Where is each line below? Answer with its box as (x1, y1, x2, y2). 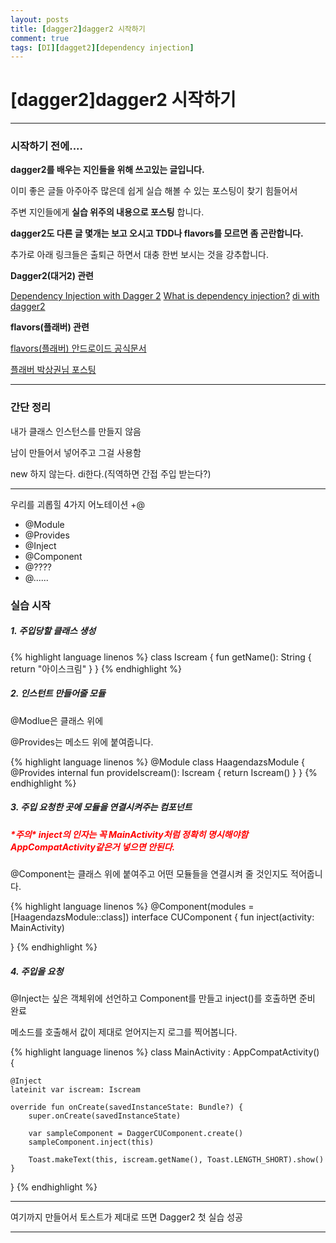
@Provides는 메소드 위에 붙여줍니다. (10, 736, 154, 748)
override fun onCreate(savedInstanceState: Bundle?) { (10, 1102, 244, 1112)
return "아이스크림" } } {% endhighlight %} (10, 662, 183, 675)
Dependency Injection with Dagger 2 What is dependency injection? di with (10, 290, 320, 302)
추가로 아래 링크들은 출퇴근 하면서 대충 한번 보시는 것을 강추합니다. (10, 249, 269, 261)
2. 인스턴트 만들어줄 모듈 (10, 687, 106, 700)
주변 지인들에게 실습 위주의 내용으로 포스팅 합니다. (10, 206, 205, 218)
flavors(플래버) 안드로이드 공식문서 (10, 342, 147, 355)
